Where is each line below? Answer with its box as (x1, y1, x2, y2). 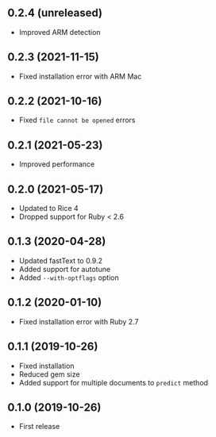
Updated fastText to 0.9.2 (18, 255, 102, 265)
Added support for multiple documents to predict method (18, 378, 208, 387)
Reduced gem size (18, 369, 80, 379)
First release (18, 422, 60, 431)
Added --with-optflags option (18, 273, 120, 282)
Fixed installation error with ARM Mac (18, 71, 142, 81)
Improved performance (18, 159, 95, 169)
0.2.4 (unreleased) (7, 6, 102, 20)
